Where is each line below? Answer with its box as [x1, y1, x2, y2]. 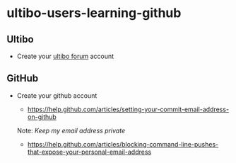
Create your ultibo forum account [16, 52, 114, 60]
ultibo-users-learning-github [6, 5, 182, 21]
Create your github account [16, 91, 98, 100]
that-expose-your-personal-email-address [27, 147, 152, 156]
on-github [27, 112, 57, 121]
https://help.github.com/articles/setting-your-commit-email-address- [27, 105, 230, 113]
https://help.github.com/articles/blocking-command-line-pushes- [27, 140, 219, 148]
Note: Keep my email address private [16, 126, 125, 135]
